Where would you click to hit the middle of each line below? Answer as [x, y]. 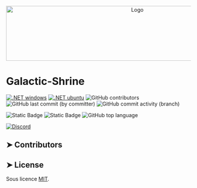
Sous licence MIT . [28, 179]
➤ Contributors [34, 145]
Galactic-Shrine [45, 81]
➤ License [25, 165]
